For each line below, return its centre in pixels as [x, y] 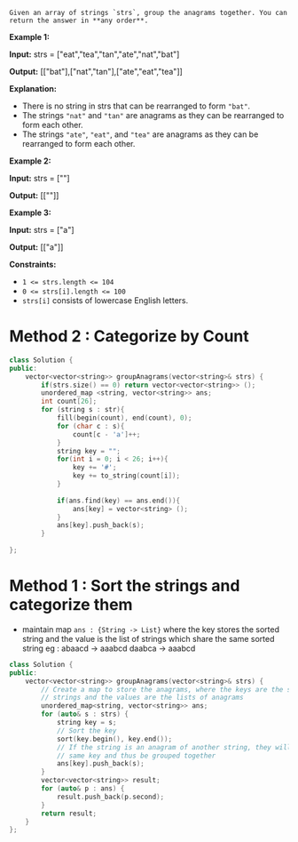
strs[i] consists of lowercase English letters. [105, 301]
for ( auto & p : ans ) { [83, 789]
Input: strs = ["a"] [42, 230]
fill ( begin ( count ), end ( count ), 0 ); [124, 418]
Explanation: [33, 88]
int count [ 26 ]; [69, 401]
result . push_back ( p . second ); [110, 797]
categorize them [71, 605]
